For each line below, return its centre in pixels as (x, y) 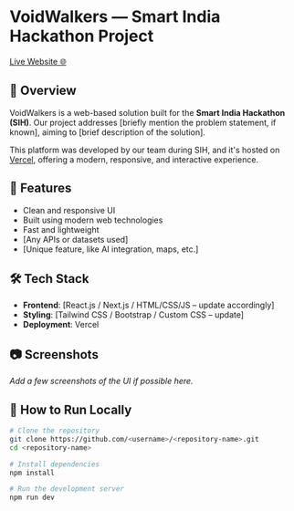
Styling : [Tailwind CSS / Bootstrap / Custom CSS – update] (133, 315)
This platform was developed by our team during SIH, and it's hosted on (145, 150)
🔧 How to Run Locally (71, 409)
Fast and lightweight (61, 229)
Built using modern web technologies (93, 220)
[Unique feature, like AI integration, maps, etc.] (110, 249)
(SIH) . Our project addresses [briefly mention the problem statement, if (143, 122)
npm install (32, 473)
